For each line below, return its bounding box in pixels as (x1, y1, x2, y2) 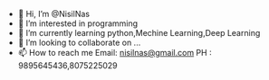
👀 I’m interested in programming (17, 18, 139, 29)
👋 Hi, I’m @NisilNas (17, 9, 91, 19)
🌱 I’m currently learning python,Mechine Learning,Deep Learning (17, 28, 261, 38)
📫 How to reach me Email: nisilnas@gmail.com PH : (17, 48, 212, 58)
